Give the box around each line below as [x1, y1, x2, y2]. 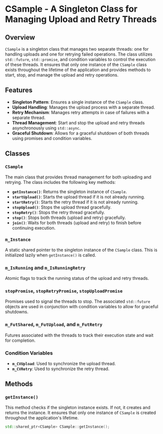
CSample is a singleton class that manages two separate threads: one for [5, 46, 149, 52]
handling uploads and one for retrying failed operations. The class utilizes [5, 51, 153, 57]
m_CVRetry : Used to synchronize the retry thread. [12, 366, 109, 372]
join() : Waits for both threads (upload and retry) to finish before [12, 219, 142, 225]
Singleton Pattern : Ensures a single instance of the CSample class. [12, 99, 145, 105]
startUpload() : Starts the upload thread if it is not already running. [12, 194, 145, 199]
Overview [5, 33, 36, 41]
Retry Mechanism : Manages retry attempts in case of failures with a [12, 109, 149, 115]
